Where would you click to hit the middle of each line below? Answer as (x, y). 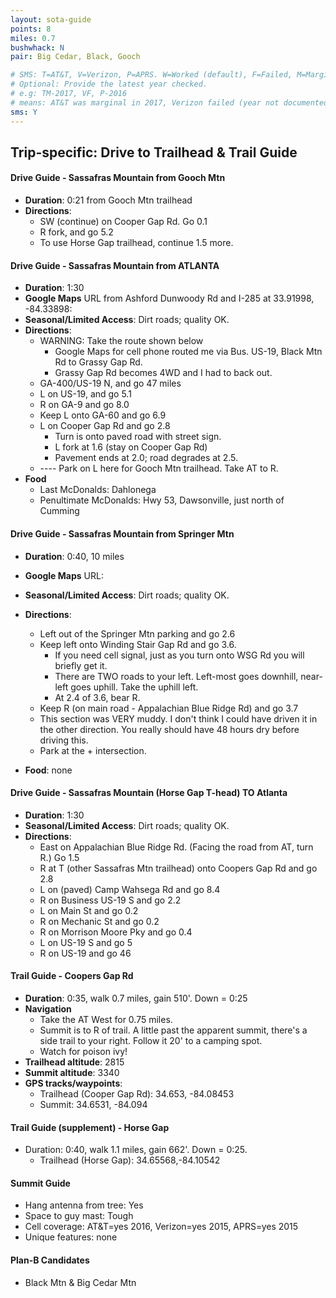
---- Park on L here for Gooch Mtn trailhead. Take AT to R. (159, 468)
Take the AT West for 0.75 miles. (106, 1019)
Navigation (48, 1008)
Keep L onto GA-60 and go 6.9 (103, 415)
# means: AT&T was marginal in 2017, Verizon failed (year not (145, 102)
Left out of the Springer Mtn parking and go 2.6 (137, 633)
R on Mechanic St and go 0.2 (99, 921)
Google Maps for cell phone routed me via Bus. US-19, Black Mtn (188, 352)
